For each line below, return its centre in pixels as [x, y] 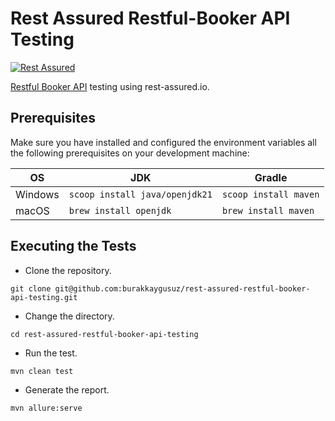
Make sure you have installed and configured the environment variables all [163, 142]
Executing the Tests [73, 246]
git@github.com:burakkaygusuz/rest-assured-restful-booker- [182, 288]
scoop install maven [270, 194]
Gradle [271, 177]
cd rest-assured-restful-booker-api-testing [104, 334]
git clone [31, 288]
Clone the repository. [68, 270]
